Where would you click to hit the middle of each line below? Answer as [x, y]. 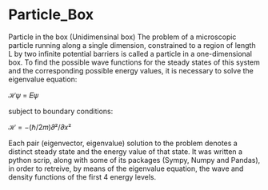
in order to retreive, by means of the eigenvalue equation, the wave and [126, 168]
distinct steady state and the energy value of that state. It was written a [125, 151]
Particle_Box [51, 15]
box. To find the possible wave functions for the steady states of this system [134, 62]
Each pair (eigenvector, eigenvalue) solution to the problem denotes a [123, 143]
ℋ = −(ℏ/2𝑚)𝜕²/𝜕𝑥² [40, 127]
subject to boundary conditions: [61, 111]
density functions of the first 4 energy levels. [82, 176]
